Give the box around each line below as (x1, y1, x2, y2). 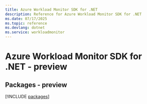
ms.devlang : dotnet (5, 25, 45, 30)
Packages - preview (5, 81, 67, 89)
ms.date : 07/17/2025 (5, 16, 48, 21)
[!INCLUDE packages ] (5, 94, 50, 99)
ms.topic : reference (5, 21, 48, 26)
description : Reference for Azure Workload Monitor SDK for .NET (5, 12, 142, 17)
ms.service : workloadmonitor (5, 30, 65, 35)
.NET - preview (5, 62, 67, 72)
